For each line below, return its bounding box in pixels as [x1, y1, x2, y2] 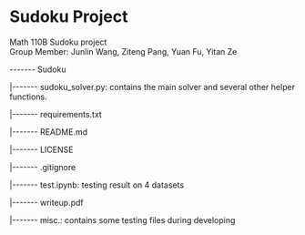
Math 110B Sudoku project [9, 36, 107, 47]
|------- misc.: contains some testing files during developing [9, 214, 236, 225]
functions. [9, 91, 47, 102]
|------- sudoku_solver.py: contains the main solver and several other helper [9, 81, 296, 92]
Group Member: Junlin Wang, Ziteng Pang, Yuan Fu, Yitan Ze [9, 46, 238, 56]
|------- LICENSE [9, 144, 74, 155]
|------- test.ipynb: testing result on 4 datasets [9, 179, 185, 190]
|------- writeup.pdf [9, 197, 84, 208]
